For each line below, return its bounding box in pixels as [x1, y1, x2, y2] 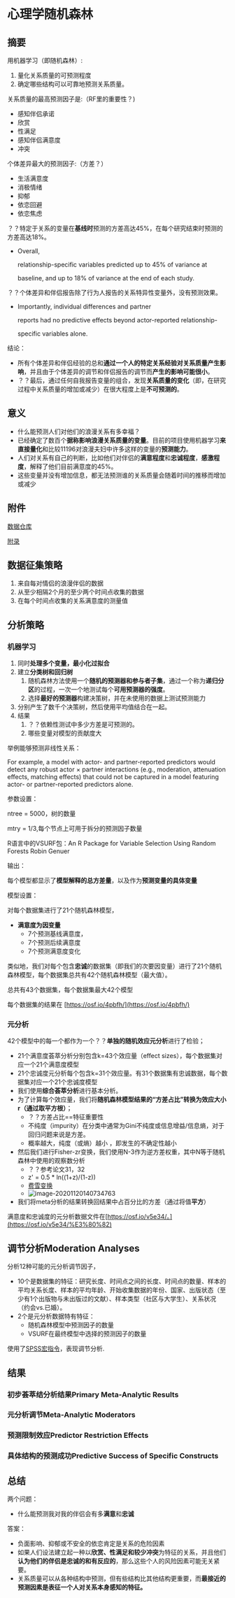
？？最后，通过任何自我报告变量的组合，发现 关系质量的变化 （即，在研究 [17, 376, 226, 385]
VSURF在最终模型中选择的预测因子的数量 [27, 1329, 147, 1338]
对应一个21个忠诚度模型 [29, 1078, 98, 1086]
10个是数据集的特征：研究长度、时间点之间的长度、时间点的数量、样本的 [17, 1277, 227, 1285]
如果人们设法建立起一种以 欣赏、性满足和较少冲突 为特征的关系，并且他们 [17, 1548, 226, 1557]
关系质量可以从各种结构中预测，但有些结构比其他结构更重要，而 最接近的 [17, 1574, 226, 1583]
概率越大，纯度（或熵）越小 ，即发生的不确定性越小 [27, 1139, 177, 1148]
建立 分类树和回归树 [17, 668, 73, 676]
